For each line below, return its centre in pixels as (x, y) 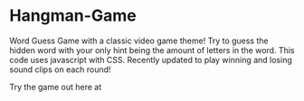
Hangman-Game (73, 16)
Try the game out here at (56, 87)
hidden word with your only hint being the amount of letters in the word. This (152, 50)
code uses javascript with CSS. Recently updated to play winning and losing (151, 60)
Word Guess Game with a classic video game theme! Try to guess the (139, 41)
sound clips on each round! (60, 69)
